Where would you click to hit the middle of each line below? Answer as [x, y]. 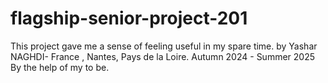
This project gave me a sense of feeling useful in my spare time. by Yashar [164, 46]
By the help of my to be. [60, 67]
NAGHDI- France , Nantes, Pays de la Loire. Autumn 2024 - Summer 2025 [163, 56]
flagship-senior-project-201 [129, 18]
